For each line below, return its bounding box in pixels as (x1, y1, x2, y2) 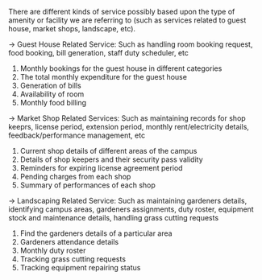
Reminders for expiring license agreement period (19, 163, 183, 172)
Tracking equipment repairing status (19, 263, 141, 272)
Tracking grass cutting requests (19, 254, 127, 264)
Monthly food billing (19, 98, 87, 107)
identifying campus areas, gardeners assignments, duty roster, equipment (8, 204, 254, 214)
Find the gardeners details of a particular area (19, 229, 173, 238)
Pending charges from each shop (19, 172, 131, 181)
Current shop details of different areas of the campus (19, 146, 198, 155)
